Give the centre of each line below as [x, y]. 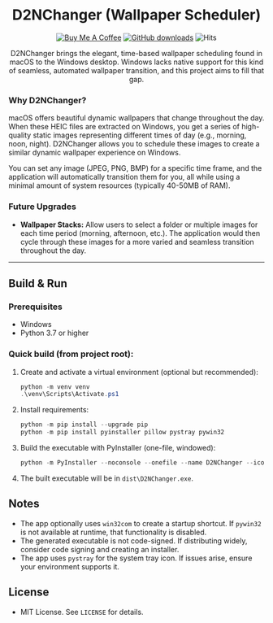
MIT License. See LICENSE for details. [82, 612]
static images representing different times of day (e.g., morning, [140, 135]
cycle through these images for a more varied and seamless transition [137, 242]
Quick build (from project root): [71, 354]
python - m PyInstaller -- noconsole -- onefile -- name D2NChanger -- [137, 463]
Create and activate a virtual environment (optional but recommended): [139, 372]
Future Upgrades [43, 207]
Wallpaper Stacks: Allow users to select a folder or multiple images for [139, 224]
